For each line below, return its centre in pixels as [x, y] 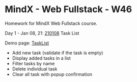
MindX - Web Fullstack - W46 [68, 9]
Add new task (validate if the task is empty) [58, 53]
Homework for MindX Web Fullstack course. [51, 23]
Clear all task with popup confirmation [52, 74]
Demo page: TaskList [27, 43]
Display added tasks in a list [41, 58]
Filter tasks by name [33, 63]
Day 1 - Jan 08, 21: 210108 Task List [42, 33]
